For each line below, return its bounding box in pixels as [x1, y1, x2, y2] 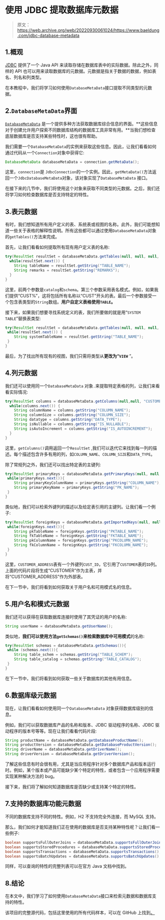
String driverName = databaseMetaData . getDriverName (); [5, 747, 122, 752]
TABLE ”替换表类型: [5, 316, 41, 321]
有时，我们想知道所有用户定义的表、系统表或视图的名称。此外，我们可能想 [5, 222, 156, 227]
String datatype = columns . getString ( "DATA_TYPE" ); [14, 417, 122, 422]
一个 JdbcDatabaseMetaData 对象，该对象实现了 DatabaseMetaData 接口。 [9, 175, 150, 181]
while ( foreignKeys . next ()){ [7, 524, 65, 529]
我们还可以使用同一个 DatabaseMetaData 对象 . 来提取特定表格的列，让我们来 [5, 382, 156, 389]
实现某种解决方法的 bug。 [5, 773, 57, 779]
